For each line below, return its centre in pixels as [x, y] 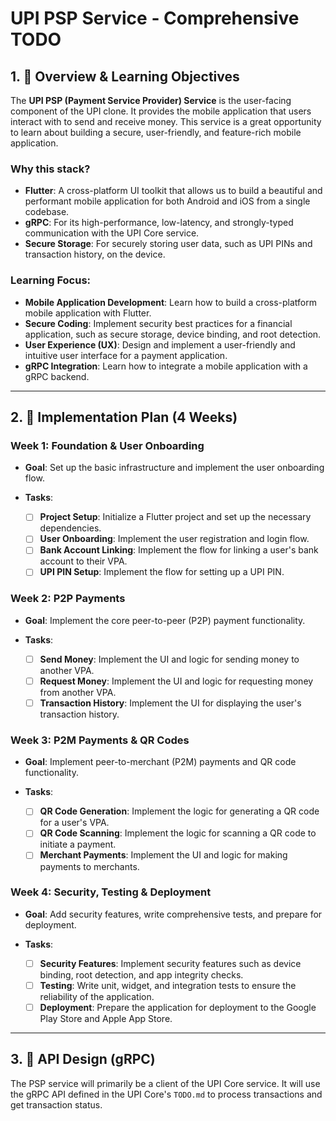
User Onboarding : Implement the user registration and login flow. [174, 539]
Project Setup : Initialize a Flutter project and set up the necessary [175, 517]
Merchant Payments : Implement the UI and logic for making [163, 855]
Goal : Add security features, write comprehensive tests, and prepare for [173, 914]
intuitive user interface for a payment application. [126, 355]
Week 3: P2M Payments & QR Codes [100, 740]
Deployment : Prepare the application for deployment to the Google [178, 1007]
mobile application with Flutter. [88, 313]
